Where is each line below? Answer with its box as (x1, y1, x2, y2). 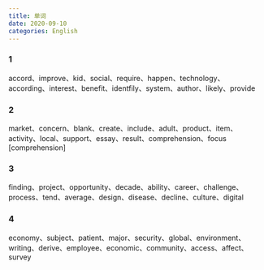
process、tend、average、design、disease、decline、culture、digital (8, 192, 244, 203)
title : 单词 (8, 11, 46, 20)
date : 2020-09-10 (8, 19, 67, 28)
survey (8, 252, 32, 262)
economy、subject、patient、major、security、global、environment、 (8, 233, 246, 242)
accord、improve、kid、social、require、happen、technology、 (8, 73, 225, 83)
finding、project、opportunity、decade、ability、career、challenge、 (8, 182, 244, 192)
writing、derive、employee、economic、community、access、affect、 (8, 242, 249, 252)
